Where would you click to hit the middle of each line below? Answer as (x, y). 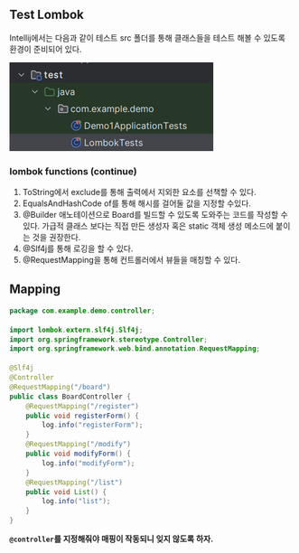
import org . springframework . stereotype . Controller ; (108, 339)
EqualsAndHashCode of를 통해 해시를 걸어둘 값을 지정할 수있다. (136, 203)
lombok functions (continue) (73, 171)
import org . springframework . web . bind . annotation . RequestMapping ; (135, 349)
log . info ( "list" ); (76, 501)
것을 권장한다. (56, 238)
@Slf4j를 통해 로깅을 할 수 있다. (78, 248)
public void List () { (66, 492)
